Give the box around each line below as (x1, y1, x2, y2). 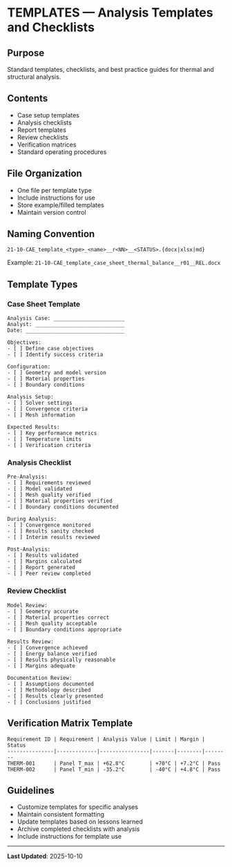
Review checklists (17, 133, 69, 141)
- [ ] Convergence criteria (7, 406, 88, 412)
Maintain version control (17, 208, 86, 216)
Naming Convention (7, 228, 95, 240)
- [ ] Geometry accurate (7, 608, 79, 615)
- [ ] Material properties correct (7, 613, 110, 621)
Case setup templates (17, 111, 79, 119)
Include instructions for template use (17, 832, 122, 841)
